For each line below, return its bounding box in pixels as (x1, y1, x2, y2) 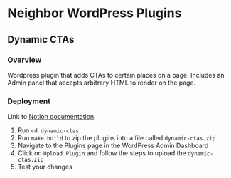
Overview (7, 55, 42, 65)
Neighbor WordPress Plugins (7, 5, 182, 21)
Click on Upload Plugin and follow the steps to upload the (17, 149, 186, 157)
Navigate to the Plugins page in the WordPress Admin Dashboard (17, 141, 209, 150)
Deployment (7, 96, 51, 106)
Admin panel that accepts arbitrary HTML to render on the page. (7, 78, 196, 87)
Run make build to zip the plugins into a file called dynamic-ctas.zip (17, 134, 216, 142)
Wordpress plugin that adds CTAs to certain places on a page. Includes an (7, 70, 225, 79)
